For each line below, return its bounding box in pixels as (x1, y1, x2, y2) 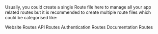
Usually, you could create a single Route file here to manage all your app (5, 4, 151, 10)
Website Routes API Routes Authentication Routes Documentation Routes (5, 24, 153, 30)
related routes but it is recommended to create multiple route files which (5, 9, 151, 15)
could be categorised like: (5, 15, 58, 20)
